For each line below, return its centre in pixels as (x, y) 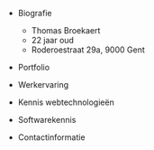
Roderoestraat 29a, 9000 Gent (88, 50)
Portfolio (34, 67)
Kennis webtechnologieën (66, 102)
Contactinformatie (51, 137)
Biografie (35, 13)
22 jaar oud (53, 40)
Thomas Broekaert (66, 30)
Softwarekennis (47, 120)
